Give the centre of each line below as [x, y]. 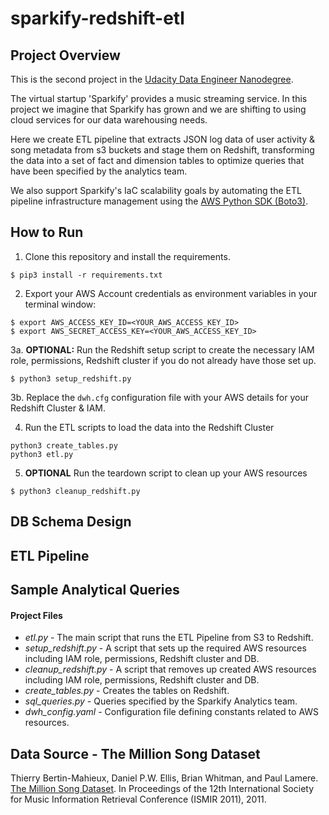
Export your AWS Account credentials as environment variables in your [171, 293]
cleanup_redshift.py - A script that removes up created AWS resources [170, 669]
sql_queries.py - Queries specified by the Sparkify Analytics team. [161, 701]
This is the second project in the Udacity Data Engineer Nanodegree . [152, 79]
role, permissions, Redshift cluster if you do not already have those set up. [163, 360]
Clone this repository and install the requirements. [127, 256]
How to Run [47, 232]
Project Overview [65, 55]
